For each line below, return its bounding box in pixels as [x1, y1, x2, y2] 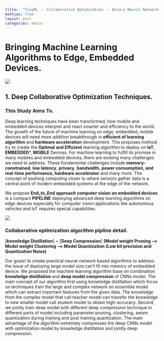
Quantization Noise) [5, 249, 47, 255]
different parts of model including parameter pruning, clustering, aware [5, 310, 148, 316]
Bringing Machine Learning [5, 42, 118, 53]
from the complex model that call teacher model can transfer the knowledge [5, 294, 158, 300]
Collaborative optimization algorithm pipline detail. [5, 227, 128, 234]
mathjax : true [5, 12, 34, 17]
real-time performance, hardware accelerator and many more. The [5, 170, 143, 176]
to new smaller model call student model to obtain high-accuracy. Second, [5, 299, 155, 305]
